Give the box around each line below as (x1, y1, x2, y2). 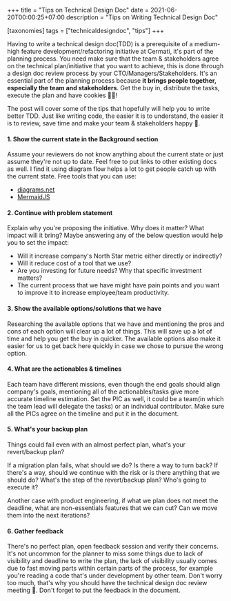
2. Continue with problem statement (7, 208, 113, 216)
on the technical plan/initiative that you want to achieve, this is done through (7, 62, 224, 70)
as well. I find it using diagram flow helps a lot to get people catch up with (7, 165, 217, 173)
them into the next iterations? (7, 511, 90, 520)
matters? (17, 274, 43, 282)
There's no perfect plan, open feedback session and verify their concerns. (7, 542, 219, 551)
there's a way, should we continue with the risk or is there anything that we (7, 469, 221, 477)
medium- (194, 40, 221, 48)
